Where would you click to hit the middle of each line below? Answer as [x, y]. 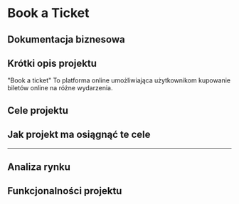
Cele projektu [38, 111]
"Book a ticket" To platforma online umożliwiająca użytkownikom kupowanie [119, 80]
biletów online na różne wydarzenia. [60, 88]
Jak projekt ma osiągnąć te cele [79, 135]
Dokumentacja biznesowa [67, 39]
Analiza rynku [39, 167]
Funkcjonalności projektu [65, 191]
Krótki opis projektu [52, 63]
